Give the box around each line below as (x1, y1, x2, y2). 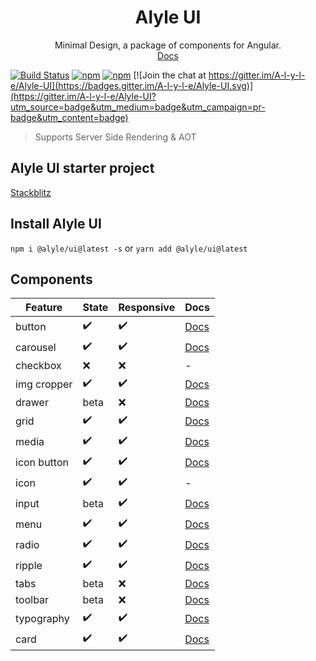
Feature (25, 301, 63, 315)
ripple (15, 558, 43, 572)
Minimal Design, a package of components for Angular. (54, 39, 282, 51)
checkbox (15, 359, 62, 373)
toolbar (15, 593, 50, 607)
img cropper (15, 377, 73, 391)
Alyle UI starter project (10, 160, 155, 177)
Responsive (118, 301, 176, 315)
